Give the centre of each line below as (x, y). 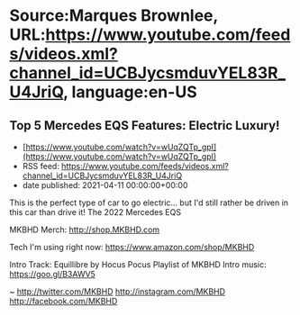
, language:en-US (130, 92)
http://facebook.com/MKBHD (64, 301)
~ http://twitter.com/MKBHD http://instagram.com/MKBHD (118, 292)
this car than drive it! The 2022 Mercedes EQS (95, 212)
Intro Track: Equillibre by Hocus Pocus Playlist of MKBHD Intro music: (138, 265)
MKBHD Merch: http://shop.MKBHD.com (85, 229)
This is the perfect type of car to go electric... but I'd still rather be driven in (149, 202)
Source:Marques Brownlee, (114, 16)
